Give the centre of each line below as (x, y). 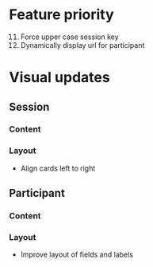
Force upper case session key (69, 37)
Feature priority (61, 15)
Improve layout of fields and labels (77, 255)
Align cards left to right (58, 168)
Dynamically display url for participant (82, 45)
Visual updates (59, 78)
